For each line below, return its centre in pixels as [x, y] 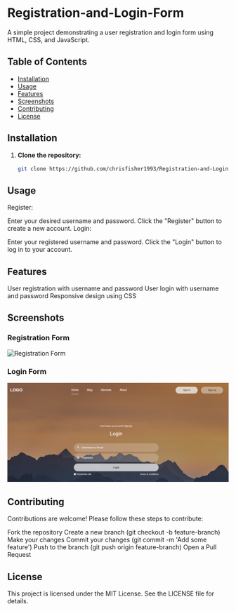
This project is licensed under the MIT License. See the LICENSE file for [111, 593]
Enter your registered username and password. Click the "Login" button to [115, 242]
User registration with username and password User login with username [113, 288]
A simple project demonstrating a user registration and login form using [111, 32]
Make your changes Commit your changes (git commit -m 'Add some [107, 540]
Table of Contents [47, 62]
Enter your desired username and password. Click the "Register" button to [115, 221]
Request [19, 555]
